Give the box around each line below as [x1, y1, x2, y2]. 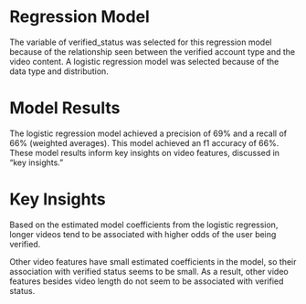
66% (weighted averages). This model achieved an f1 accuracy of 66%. [9, 137, 280, 148]
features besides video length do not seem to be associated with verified [9, 276, 284, 287]
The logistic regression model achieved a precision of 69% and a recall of [9, 128, 288, 139]
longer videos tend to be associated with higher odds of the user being [9, 228, 277, 239]
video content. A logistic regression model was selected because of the [9, 56, 280, 67]
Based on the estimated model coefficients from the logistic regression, [9, 219, 279, 230]
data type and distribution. [9, 66, 110, 77]
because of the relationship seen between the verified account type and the [9, 46, 295, 57]
